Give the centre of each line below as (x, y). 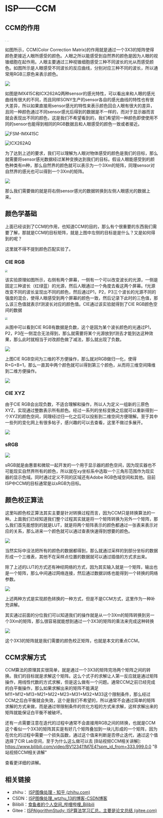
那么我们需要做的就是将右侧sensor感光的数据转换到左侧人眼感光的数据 (76, 191)
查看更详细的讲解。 (24, 763)
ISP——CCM (31, 9)
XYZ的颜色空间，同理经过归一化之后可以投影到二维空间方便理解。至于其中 (83, 416)
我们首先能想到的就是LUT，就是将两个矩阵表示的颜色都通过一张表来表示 (81, 525)
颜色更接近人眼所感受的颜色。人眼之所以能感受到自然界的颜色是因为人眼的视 (81, 56)
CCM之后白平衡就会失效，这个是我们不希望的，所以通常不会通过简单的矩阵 (80, 700)
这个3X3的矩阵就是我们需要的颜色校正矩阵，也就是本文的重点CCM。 (73, 640)
